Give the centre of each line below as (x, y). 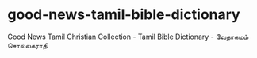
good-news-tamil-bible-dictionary (124, 15)
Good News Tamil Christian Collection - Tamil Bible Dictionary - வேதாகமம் (128, 37)
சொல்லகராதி (28, 45)
